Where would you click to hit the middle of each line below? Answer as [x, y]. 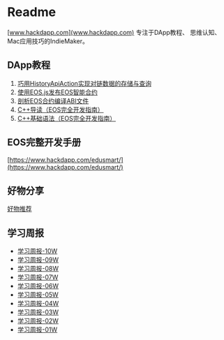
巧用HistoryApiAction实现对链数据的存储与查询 [84, 83]
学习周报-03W [38, 312]
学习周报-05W [38, 295]
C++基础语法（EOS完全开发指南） [67, 118]
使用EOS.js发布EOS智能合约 [57, 92]
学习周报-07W [38, 277]
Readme [32, 12]
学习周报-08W [38, 269]
